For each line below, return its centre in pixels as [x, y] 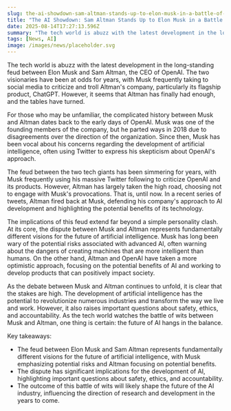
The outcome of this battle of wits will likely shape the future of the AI [115, 386]
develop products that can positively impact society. [81, 273]
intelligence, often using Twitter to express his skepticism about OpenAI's [111, 151]
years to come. [38, 400]
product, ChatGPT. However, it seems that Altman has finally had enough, [111, 94]
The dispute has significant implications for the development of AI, [111, 371]
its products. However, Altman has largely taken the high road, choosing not [114, 187]
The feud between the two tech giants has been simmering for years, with [112, 172]
